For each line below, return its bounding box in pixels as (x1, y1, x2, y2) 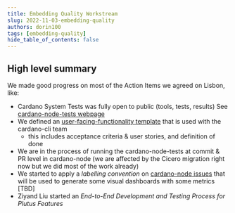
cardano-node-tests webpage (17, 110, 106, 118)
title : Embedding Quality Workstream (7, 10, 118, 18)
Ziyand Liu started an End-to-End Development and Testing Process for (17, 191, 226, 200)
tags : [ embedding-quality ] (7, 30, 87, 37)
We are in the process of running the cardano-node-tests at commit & (17, 147, 220, 155)
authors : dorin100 (7, 23, 61, 30)
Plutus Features (17, 199, 63, 207)
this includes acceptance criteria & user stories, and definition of (27, 131, 216, 141)
